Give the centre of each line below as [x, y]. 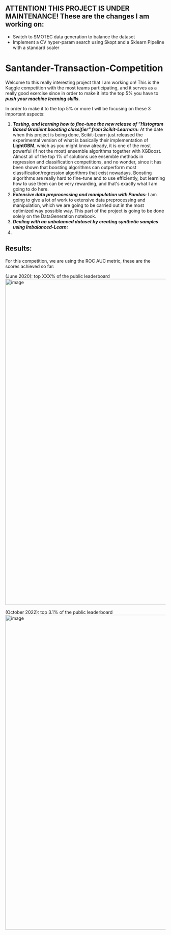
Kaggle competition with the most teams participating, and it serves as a [81, 88]
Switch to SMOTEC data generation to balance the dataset [74, 37]
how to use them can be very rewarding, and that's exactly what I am [85, 183]
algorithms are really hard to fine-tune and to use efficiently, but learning [89, 178]
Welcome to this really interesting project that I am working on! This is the [82, 82]
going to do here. [31, 189]
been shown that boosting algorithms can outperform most [74, 167]
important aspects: [25, 114]
